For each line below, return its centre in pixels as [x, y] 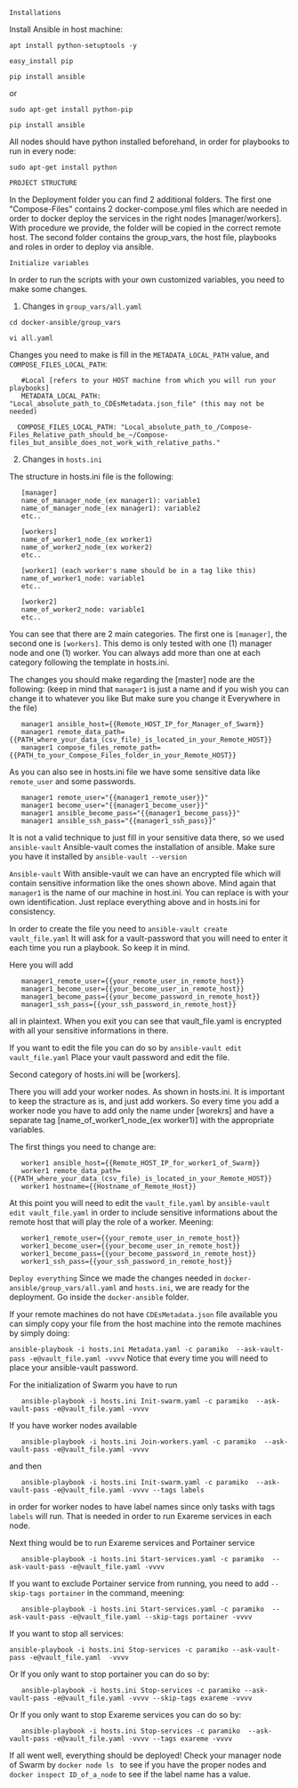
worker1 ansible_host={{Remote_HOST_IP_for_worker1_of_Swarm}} [141, 1163]
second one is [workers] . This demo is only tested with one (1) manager [141, 643]
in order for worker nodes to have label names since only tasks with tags [142, 1507]
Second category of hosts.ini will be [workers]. [95, 1074]
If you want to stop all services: [67, 1634]
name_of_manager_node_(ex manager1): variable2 [111, 508]
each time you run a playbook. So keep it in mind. [100, 947]
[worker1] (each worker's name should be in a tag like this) [138, 570]
